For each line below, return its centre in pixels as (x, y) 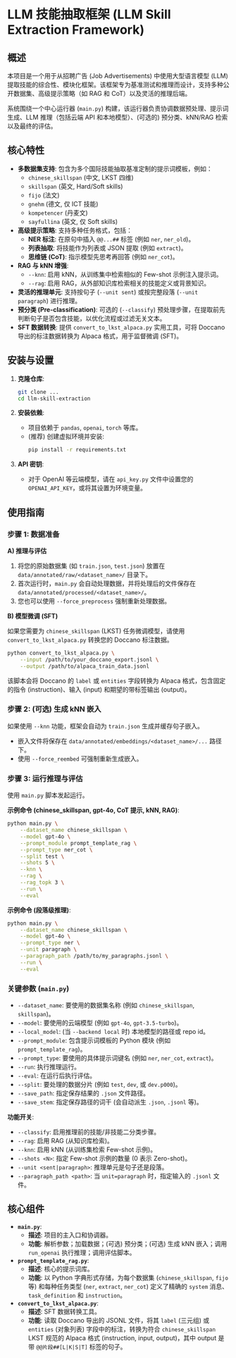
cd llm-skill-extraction (54, 399)
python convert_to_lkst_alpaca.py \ (61, 653)
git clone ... (38, 392)
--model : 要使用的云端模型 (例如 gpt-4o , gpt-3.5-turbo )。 (100, 1023)
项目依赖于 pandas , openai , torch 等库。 (85, 428)
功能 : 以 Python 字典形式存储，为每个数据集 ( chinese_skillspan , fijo (128, 1277)
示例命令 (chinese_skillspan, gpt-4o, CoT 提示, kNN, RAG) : (93, 810)
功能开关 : (21, 1116)
